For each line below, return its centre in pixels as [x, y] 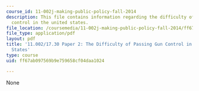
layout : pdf [21, 39]
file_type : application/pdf [41, 33]
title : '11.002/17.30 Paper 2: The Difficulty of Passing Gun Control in [99, 45]
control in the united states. [50, 22]
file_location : [25, 28]
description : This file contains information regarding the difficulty [96, 17]
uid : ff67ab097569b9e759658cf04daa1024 [55, 60]
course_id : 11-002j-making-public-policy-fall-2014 [71, 11]
